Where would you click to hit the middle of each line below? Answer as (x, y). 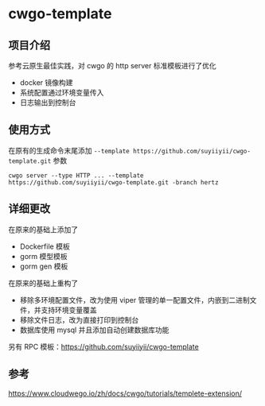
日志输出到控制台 (48, 102)
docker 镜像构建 (46, 83)
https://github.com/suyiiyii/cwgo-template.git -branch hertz (113, 182)
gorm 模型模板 (43, 256)
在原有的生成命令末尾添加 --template (69, 150)
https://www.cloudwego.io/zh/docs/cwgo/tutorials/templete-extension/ (125, 393)
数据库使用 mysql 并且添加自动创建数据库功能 (94, 330)
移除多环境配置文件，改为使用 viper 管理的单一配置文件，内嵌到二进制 (134, 300)
